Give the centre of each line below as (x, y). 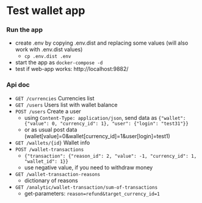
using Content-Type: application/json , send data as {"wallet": (105, 117)
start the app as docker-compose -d (59, 62)
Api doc (18, 85)
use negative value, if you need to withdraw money (88, 167)
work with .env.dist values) (49, 50)
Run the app (24, 30)
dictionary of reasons (51, 180)
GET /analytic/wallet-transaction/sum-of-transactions (86, 187)
